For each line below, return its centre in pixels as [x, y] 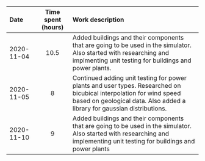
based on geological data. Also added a [129, 101]
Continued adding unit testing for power [130, 78]
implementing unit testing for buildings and [134, 141]
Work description [98, 20]
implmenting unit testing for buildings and [132, 60]
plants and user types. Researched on [127, 86]
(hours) [53, 27]
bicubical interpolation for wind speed [127, 93]
